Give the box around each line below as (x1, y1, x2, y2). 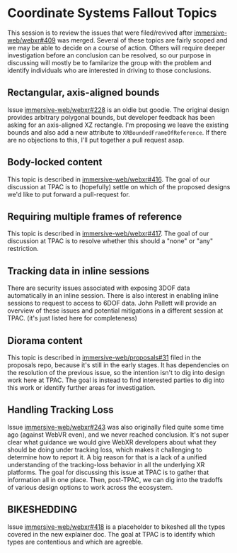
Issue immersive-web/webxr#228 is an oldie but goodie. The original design (7, 105, 230, 114)
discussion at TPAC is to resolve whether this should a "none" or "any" (7, 237, 214, 245)
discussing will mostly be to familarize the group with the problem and (7, 58, 212, 67)
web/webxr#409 (7, 35, 56, 44)
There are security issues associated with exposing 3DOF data (7, 284, 190, 292)
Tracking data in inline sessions (7, 264, 150, 277)
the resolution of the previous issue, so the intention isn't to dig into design (7, 369, 225, 376)
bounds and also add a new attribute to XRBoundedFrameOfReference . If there (7, 128, 227, 136)
